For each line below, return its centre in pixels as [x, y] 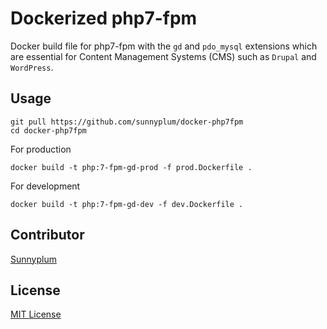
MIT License [36, 314]
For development [45, 186]
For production [41, 149]
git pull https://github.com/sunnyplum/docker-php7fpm [127, 122]
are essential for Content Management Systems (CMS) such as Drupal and [163, 56]
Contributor [47, 235]
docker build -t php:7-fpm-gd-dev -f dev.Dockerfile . [127, 204]
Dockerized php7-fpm [104, 18]
